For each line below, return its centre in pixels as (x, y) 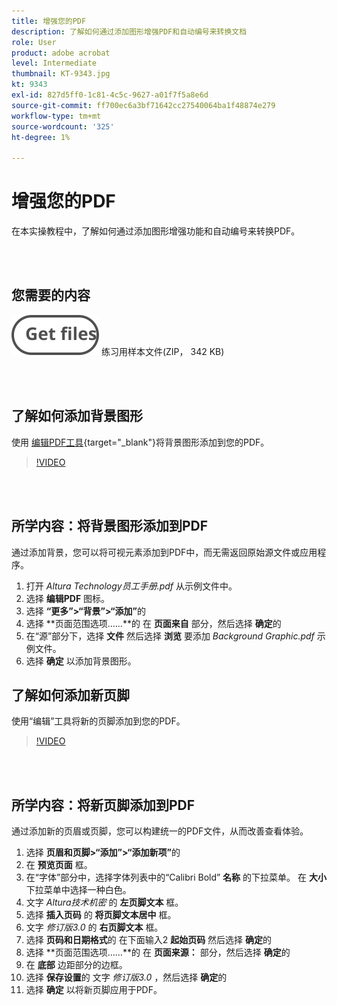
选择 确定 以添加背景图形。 (81, 661)
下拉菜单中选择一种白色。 (78, 890)
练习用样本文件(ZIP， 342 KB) (162, 351)
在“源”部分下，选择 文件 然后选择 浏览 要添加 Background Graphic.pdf (170, 636)
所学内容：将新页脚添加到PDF (103, 805)
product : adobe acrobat (61, 53)
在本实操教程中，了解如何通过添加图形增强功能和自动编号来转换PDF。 (156, 231)
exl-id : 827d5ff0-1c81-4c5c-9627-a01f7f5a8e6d (110, 95)
